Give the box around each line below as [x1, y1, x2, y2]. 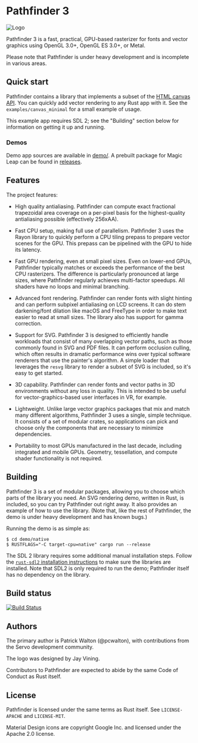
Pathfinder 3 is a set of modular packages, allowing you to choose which [6, 488, 185, 495]
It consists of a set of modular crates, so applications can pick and [14, 417, 178, 425]
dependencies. [14, 431, 52, 438]
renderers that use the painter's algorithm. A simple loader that [14, 357, 170, 364]
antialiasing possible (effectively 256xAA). [14, 215, 119, 222]
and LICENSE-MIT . [23, 713, 66, 720]
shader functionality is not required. [14, 454, 103, 462]
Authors [6, 621, 38, 631]
